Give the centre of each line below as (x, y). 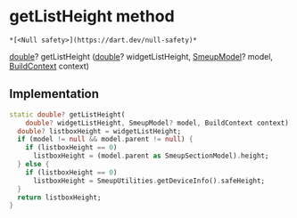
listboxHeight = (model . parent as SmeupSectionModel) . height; (151, 156)
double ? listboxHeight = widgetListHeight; (99, 131)
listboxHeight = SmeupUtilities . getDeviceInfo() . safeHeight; (149, 181)
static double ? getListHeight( (67, 114)
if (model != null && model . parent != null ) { (105, 140)
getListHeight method (92, 16)
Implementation (54, 94)
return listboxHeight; (59, 198)
